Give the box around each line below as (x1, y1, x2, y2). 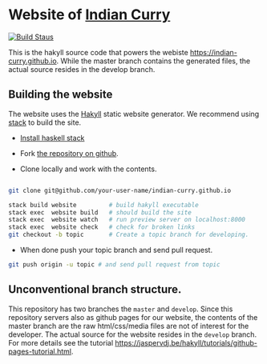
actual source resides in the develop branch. (8, 64, 156, 74)
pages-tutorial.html (8, 346, 72, 356)
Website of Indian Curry (8, 6, 171, 24)
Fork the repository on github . (19, 148, 119, 158)
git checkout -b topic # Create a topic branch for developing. (8, 230, 249, 239)
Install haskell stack (19, 133, 85, 142)
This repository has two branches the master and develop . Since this (8, 304, 233, 314)
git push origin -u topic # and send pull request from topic (8, 261, 220, 269)
